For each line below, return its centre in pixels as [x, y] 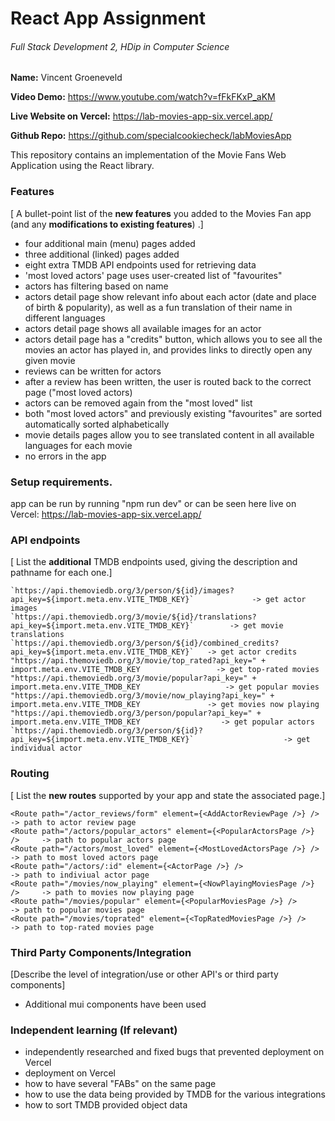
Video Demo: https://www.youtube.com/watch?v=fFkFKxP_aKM [143, 97]
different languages [65, 318]
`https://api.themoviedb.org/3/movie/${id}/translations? [133, 617]
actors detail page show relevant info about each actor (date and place [170, 296]
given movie [50, 360]
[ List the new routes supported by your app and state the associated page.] [168, 795]
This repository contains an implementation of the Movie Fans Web [148, 155]
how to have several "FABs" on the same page [120, 1084]
